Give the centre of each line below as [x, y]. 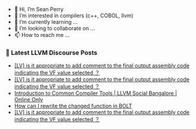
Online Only [29, 100]
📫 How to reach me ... [42, 35]
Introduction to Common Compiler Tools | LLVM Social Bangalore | [95, 93]
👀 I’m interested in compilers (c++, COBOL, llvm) [74, 16]
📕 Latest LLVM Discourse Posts [52, 53]
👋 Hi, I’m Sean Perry [39, 9]
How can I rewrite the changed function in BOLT [73, 106]
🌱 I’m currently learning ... [46, 22]
